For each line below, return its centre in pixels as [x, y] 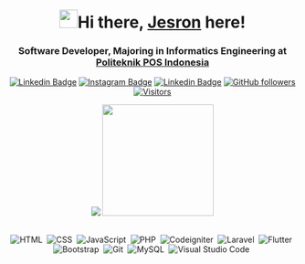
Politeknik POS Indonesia [152, 62]
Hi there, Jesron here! [162, 22]
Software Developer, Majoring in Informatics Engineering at [152, 51]
